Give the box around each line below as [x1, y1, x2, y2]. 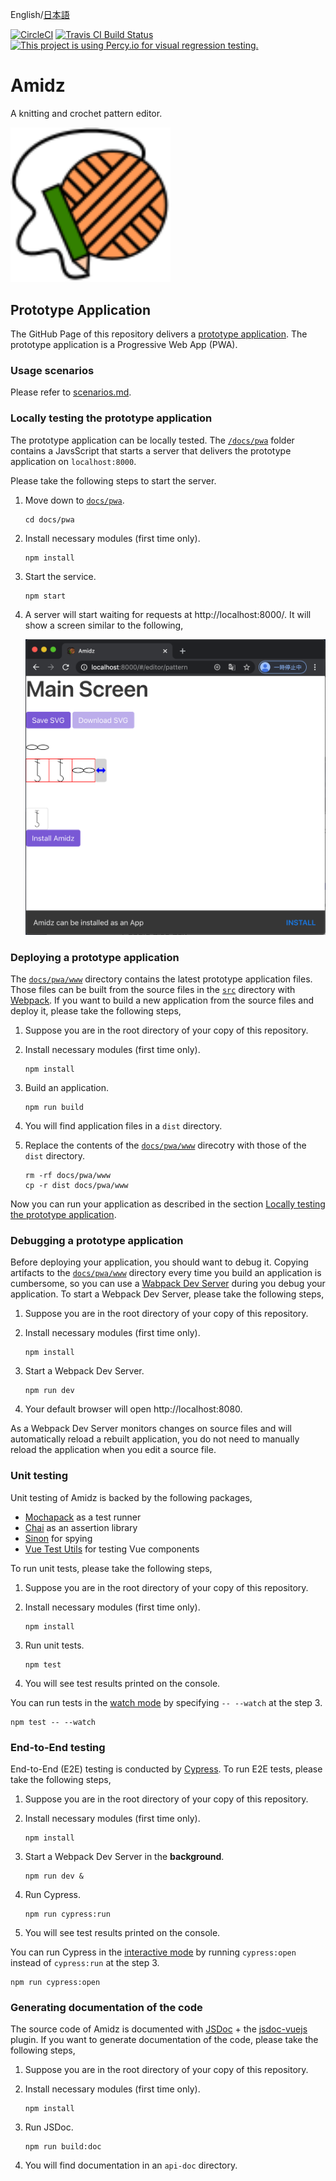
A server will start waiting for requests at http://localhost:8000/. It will [24, 608, 312, 620]
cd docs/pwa [24, 514, 75, 525]
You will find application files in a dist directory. [24, 1120, 223, 1132]
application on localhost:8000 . [10, 455, 137, 467]
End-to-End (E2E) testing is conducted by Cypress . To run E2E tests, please [10, 1763, 323, 1775]
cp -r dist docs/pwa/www [24, 1181, 129, 1191]
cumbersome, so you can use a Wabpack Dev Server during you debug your [10, 1278, 326, 1290]
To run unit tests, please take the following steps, [10, 1562, 213, 1574]
